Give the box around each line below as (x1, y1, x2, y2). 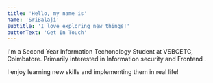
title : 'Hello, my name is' (7, 10, 88, 17)
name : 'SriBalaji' (7, 16, 60, 23)
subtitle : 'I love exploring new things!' (7, 22, 130, 29)
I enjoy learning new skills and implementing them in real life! (7, 68, 179, 76)
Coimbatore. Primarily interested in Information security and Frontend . (7, 55, 207, 63)
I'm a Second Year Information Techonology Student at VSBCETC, (7, 48, 194, 56)
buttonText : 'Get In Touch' (7, 29, 88, 36)
